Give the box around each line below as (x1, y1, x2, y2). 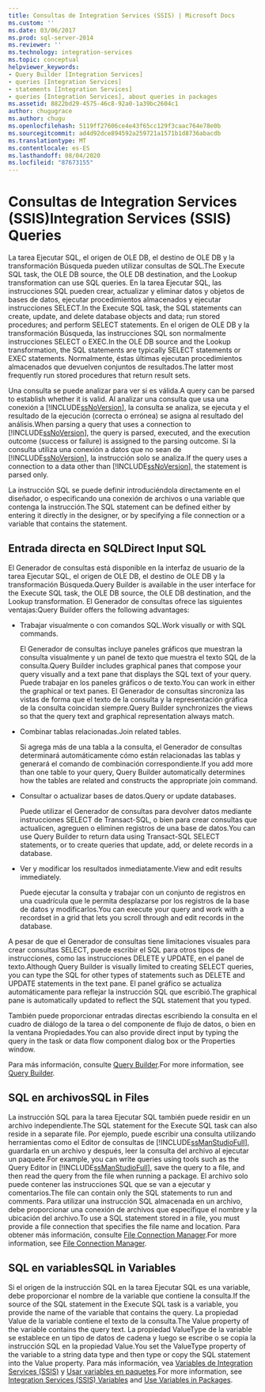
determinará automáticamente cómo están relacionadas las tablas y (19, 750, 241, 760)
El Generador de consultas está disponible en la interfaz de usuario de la (8, 563, 245, 572)
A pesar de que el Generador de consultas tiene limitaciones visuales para (8, 936, 251, 946)
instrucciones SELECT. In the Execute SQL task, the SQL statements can (8, 303, 242, 313)
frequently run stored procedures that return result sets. (8, 371, 191, 380)
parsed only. (8, 470, 49, 480)
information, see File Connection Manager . (8, 1238, 147, 1248)
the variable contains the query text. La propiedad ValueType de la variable (8, 1324, 252, 1334)
